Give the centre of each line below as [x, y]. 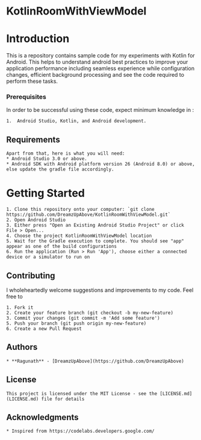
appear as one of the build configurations [62, 247]
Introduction [38, 39]
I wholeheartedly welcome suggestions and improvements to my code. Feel [100, 290]
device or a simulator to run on [48, 257]
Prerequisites [26, 97]
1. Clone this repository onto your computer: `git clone [80, 210]
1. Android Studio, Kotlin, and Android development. [76, 121]
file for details [63, 399]
